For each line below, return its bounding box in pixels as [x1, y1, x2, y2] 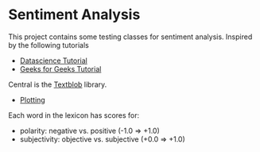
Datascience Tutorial [19, 56, 87, 65]
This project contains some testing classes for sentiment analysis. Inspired [8, 32, 253, 41]
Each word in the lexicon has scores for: [8, 110, 140, 120]
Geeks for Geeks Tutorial [19, 64, 102, 73]
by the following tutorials [8, 40, 89, 49]
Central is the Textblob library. [8, 80, 107, 89]
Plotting [19, 95, 45, 104]
